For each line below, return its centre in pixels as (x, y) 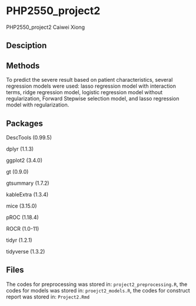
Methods (23, 66)
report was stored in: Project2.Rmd (48, 297)
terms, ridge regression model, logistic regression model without (84, 92)
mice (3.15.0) (21, 206)
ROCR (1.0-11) (23, 228)
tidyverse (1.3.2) (26, 251)
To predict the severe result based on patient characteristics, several (89, 80)
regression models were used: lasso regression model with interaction (91, 86)
